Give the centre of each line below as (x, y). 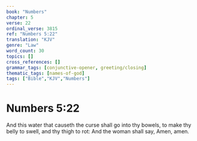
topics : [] (20, 56)
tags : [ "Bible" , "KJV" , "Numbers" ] (48, 79)
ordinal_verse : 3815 (32, 28)
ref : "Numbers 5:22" (32, 34)
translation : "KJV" (31, 40)
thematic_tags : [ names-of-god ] (45, 73)
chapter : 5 (20, 17)
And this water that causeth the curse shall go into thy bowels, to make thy (99, 125)
